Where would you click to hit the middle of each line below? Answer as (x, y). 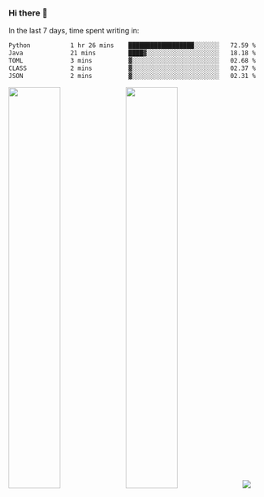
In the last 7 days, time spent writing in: (74, 31)
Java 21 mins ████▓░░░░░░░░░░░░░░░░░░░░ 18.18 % (132, 53)
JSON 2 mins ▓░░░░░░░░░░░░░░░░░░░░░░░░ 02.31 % (132, 76)
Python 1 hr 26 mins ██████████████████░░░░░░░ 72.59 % (132, 46)
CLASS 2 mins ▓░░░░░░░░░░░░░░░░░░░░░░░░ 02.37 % (132, 68)
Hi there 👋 (28, 13)
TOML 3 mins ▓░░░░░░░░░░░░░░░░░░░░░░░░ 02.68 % (132, 61)
